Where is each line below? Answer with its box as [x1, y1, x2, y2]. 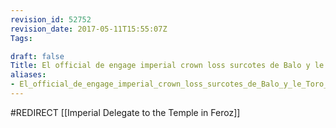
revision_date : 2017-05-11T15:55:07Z [10, 24, 168, 34]
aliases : [10, 70, 47, 80]
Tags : [10, 33, 33, 43]
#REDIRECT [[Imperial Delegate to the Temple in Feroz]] [10, 106, 241, 118]
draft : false [10, 51, 65, 61]
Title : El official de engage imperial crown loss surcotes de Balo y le [10, 61, 325, 71]
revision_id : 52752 [10, 14, 92, 25]
